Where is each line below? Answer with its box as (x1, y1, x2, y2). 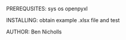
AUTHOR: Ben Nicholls (6, 28, 62, 35)
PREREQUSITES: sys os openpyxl (6, 5, 88, 12)
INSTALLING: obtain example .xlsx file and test (6, 17, 120, 23)
